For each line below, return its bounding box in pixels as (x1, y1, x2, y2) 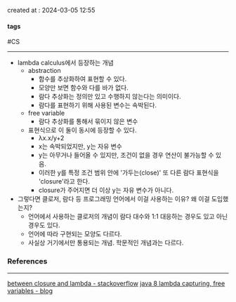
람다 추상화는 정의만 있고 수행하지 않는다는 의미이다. (38, 92, 181, 101)
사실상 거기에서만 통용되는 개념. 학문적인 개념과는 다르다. (27, 238, 184, 247)
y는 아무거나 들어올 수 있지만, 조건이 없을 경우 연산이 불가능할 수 (38, 151, 214, 160)
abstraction (27, 67, 61, 75)
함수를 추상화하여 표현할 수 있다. (38, 75, 127, 83)
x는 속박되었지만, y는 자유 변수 (38, 142, 123, 151)
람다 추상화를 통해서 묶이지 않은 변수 (38, 117, 138, 125)
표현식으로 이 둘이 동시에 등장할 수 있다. (27, 126, 137, 135)
